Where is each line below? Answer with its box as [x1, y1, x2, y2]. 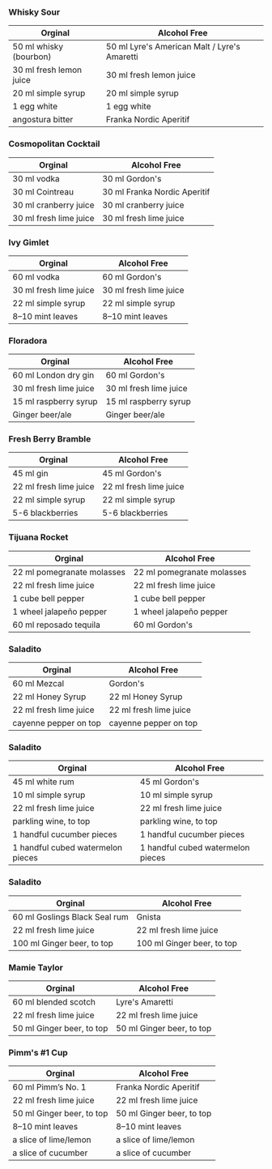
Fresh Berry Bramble [8, 433, 91, 445]
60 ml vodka [12, 271, 61, 282]
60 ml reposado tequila [12, 619, 101, 630]
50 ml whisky [12, 41, 63, 53]
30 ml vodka [12, 173, 61, 184]
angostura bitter [12, 114, 74, 126]
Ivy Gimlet [8, 237, 50, 248]
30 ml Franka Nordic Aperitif [102, 186, 210, 197]
